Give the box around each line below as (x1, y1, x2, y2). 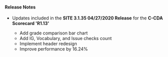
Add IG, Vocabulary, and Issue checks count (19, 35, 112, 41)
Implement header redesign (19, 40, 77, 47)
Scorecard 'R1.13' (12, 20, 49, 26)
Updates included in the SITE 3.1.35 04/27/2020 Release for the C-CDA (12, 15, 163, 21)
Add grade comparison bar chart (19, 30, 88, 36)
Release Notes (5, 4, 36, 10)
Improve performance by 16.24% (19, 46, 88, 52)
